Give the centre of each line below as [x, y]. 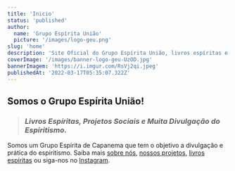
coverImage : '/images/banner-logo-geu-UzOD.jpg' [80, 60]
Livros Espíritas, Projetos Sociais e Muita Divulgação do [122, 121]
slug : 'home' [26, 46]
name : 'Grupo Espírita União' [58, 33]
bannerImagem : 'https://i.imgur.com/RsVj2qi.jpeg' [83, 66]
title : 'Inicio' [31, 14]
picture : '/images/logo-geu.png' [63, 40]
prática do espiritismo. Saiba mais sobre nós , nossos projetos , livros [106, 153]
